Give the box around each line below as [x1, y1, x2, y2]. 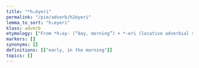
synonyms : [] [6, 42, 38, 48]
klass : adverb [6, 25, 41, 31]
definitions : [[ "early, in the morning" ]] [6, 47, 113, 53]
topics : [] [6, 53, 33, 59]
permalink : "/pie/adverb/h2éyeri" [6, 14, 92, 20]
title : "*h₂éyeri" [6, 8, 52, 15]
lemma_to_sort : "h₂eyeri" [6, 20, 70, 25]
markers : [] [6, 36, 36, 42]
